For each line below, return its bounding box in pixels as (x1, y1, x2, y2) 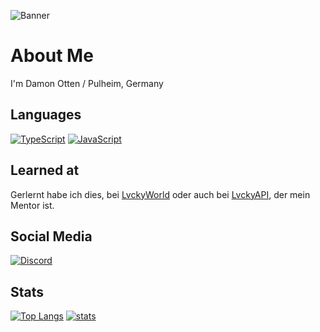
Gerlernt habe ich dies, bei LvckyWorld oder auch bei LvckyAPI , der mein (10, 188, 311, 200)
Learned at (10, 162, 80, 179)
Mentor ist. (10, 199, 55, 211)
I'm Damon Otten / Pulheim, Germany (10, 77, 164, 89)
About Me (10, 45, 94, 67)
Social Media (10, 228, 93, 245)
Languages (10, 106, 82, 124)
